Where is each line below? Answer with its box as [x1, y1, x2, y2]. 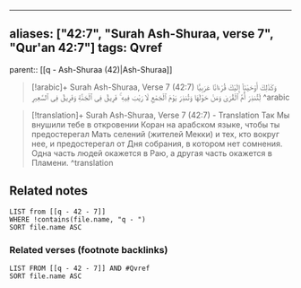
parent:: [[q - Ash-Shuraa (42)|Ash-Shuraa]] [9, 64, 173, 74]
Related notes [9, 183, 88, 198]
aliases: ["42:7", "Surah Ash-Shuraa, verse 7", [9, 26, 274, 41]
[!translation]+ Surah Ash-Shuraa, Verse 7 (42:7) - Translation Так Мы [30, 109, 290, 120]
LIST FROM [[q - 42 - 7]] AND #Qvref [9, 264, 150, 273]
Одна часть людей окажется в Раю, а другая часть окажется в [30, 147, 273, 158]
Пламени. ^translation [30, 157, 114, 168]
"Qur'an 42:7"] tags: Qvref [9, 40, 163, 56]
